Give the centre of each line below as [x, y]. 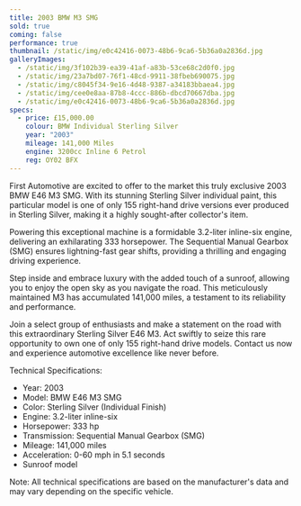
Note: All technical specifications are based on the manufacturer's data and [149, 482]
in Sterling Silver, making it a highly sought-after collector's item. [129, 214]
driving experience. [45, 260]
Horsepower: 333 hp [61, 426]
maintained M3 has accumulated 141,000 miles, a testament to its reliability [147, 297]
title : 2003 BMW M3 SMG [54, 18]
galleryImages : [38, 59]
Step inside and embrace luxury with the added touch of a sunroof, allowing [150, 278]
